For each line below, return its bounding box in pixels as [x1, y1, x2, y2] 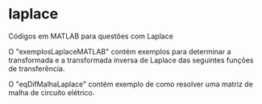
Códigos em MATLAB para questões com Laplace [8, 31, 173, 41]
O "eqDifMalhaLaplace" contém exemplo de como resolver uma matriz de [8, 79, 254, 89]
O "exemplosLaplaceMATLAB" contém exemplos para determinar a [8, 46, 231, 56]
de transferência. [8, 63, 65, 73]
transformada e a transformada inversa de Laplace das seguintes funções [8, 55, 254, 65]
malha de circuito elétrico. [8, 87, 95, 97]
